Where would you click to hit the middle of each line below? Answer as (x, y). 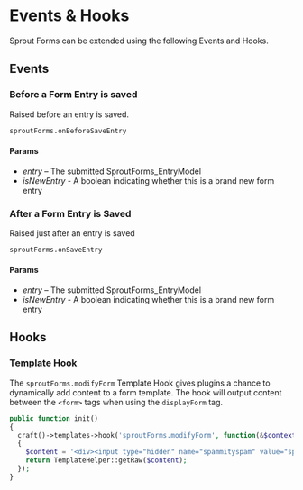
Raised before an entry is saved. (69, 114)
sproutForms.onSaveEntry (56, 250)
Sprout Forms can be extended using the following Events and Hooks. (139, 41)
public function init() (54, 418)
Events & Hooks (69, 16)
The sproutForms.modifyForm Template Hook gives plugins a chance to (140, 383)
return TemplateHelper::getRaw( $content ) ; (106, 460)
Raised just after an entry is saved (72, 233)
